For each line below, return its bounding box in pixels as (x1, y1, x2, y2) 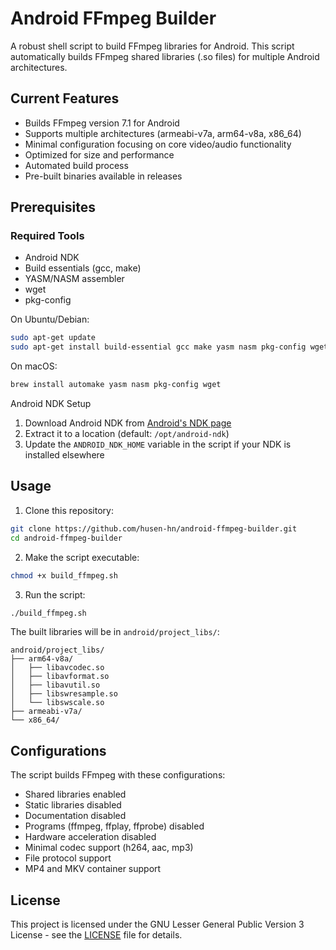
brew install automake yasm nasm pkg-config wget (10, 380, 222, 390)
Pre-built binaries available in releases (24, 170, 183, 182)
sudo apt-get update (10, 333, 97, 343)
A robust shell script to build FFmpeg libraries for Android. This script (10, 40, 295, 52)
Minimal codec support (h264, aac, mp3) (24, 842, 194, 854)
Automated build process (24, 159, 129, 171)
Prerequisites (10, 199, 96, 216)
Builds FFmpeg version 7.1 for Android (24, 117, 180, 129)
